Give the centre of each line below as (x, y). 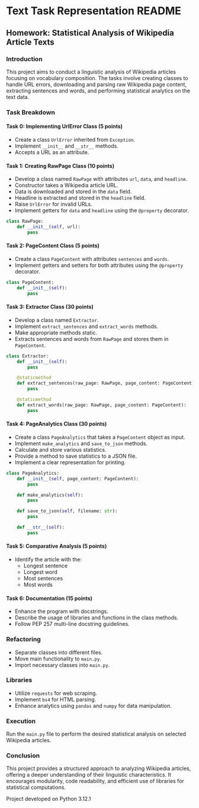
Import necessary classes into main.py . (62, 665)
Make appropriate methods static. (56, 333)
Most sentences (43, 579)
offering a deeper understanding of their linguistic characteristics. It (89, 775)
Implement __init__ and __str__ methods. (66, 146)
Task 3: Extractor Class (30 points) (50, 307)
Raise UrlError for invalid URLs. (54, 204)
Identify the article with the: (48, 560)
